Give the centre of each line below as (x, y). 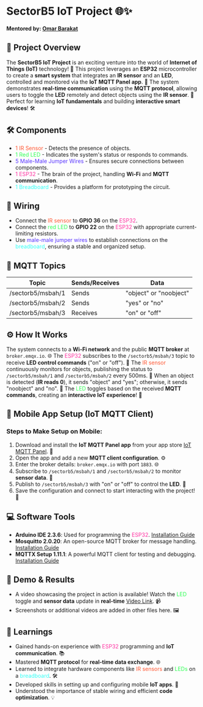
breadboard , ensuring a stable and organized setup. (80, 247)
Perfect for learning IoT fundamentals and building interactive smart (93, 101)
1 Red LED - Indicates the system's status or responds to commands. (101, 154)
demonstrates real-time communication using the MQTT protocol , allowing (102, 88)
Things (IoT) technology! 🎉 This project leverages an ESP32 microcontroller (101, 69)
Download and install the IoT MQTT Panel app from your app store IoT (103, 445)
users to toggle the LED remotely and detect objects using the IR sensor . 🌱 (100, 94)
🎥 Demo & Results (41, 579)
